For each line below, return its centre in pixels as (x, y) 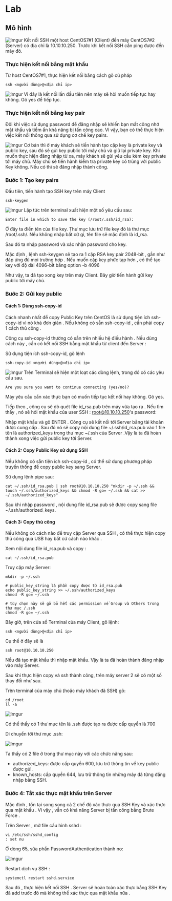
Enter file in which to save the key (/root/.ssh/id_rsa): (70, 219)
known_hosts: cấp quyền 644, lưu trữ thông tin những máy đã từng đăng (89, 774)
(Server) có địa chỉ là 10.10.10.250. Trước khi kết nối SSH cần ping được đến (85, 46)
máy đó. (14, 51)
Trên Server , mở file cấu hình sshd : (44, 825)
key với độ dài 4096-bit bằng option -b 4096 (52, 265)
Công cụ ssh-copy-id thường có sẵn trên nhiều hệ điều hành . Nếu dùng (81, 338)
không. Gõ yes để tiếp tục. (33, 100)
